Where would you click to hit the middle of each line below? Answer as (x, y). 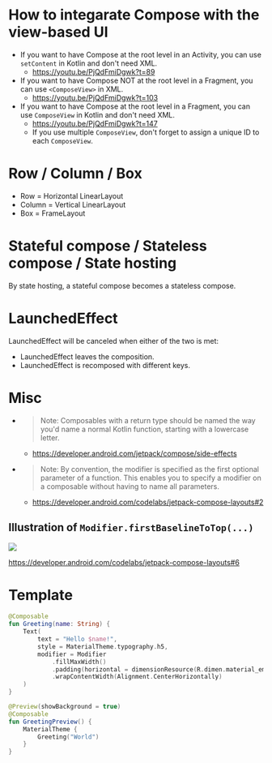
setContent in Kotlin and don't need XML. (89, 63)
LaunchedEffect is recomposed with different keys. (105, 365)
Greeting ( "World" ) (68, 737)
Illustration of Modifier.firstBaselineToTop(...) (131, 527)
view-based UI (58, 32)
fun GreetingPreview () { (50, 722)
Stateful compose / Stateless (108, 246)
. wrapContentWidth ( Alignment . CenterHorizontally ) (137, 677)
